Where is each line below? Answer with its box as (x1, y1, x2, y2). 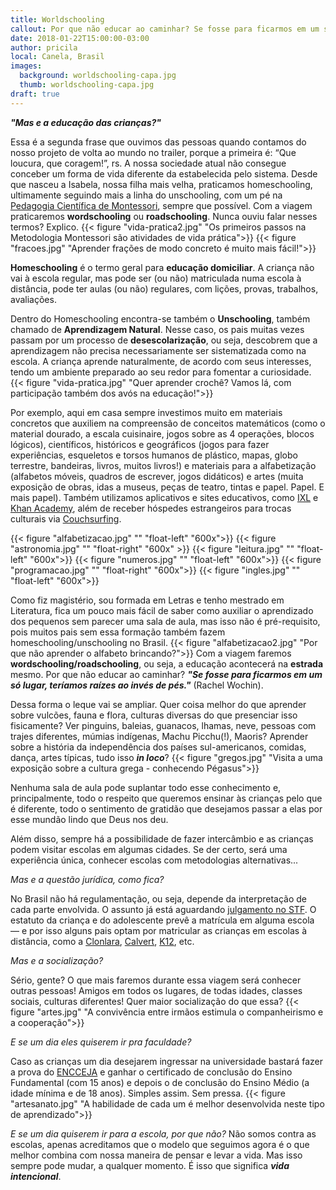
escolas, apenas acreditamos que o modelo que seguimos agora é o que (10, 1138, 310, 1150)
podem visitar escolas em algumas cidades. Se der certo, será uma (10, 843, 288, 855)
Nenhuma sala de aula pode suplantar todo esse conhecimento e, (10, 781, 282, 793)
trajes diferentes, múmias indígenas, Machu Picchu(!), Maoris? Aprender (10, 730, 309, 742)
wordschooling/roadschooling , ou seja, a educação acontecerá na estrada (10, 657, 324, 670)
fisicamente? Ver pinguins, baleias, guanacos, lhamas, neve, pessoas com (10, 719, 317, 731)
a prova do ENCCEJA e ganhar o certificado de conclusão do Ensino (10, 1066, 293, 1078)
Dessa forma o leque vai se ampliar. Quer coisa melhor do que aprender (10, 698, 307, 710)
